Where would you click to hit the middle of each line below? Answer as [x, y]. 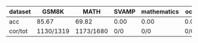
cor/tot [18, 31]
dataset [20, 11]
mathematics [160, 11]
